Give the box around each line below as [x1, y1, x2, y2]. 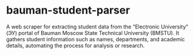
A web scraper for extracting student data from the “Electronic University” [6, 23, 189, 30]
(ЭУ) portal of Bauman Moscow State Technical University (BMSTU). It [6, 29, 179, 36]
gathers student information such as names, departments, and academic [6, 35, 185, 43]
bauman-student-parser [6, 4, 130, 17]
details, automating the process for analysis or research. [6, 42, 145, 49]
